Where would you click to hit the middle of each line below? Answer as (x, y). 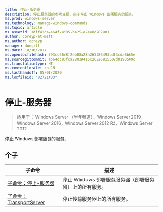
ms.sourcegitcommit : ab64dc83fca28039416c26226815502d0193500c (70, 59)
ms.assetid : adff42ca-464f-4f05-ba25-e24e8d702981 (57, 32)
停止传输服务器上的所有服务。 (97, 199)
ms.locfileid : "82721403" (31, 77)
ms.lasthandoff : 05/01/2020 (33, 73)
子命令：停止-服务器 (31, 183)
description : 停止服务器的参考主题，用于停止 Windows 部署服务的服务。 (70, 14)
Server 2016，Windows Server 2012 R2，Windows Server (95, 123)
